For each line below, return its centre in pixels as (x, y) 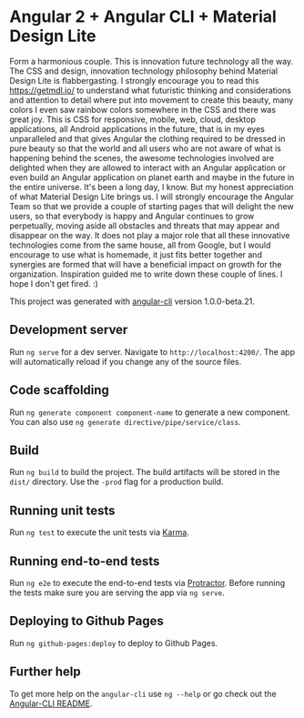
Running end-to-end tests (85, 561)
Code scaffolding (59, 390)
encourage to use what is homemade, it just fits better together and (136, 254)
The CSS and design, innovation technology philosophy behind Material (144, 71)
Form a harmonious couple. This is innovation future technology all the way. (152, 61)
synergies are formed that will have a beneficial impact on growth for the (146, 264)
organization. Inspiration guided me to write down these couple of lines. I (146, 274)
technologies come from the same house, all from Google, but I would (140, 245)
